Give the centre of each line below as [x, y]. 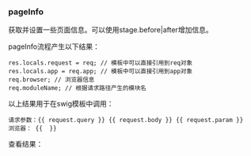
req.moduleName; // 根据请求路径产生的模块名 [77, 88]
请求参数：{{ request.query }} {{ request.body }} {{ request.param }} [126, 121]
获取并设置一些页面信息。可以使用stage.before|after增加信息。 [110, 30]
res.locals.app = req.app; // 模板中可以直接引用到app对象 [100, 72]
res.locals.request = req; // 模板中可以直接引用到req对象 [100, 63]
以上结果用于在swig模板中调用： [61, 104]
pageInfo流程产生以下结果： [54, 46]
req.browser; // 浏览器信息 [51, 80]
